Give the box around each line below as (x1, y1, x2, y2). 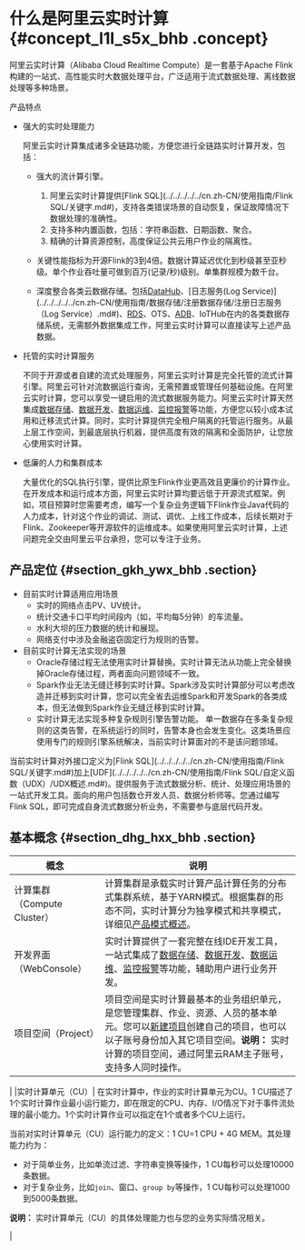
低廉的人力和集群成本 (22, 456, 103, 468)
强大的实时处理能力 (22, 120, 95, 132)
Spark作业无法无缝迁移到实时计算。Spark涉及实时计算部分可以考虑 (35, 679, 288, 690)
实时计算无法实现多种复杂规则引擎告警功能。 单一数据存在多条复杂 (35, 713, 286, 724)
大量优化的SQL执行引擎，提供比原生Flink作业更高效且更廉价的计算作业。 (22, 476, 295, 487)
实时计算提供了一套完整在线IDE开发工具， (104, 935, 283, 947)
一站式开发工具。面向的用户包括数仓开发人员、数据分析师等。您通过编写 (9, 789, 280, 800)
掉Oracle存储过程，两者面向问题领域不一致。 (35, 667, 204, 678)
